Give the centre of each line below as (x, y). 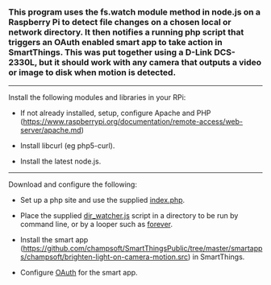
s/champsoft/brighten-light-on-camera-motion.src (104, 257)
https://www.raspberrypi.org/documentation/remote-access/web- (133, 122)
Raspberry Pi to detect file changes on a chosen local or (120, 22)
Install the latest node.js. (60, 161)
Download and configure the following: (73, 184)
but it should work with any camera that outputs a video (150, 62)
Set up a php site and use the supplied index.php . (102, 200)
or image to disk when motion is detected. (92, 72)
